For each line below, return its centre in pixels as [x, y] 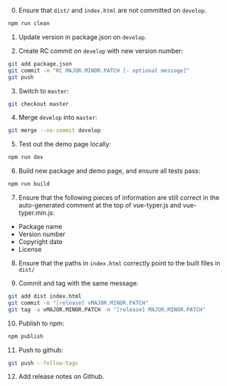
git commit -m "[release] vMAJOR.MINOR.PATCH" [78, 303]
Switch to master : [44, 91]
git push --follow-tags [43, 363]
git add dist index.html [45, 296]
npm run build [29, 184]
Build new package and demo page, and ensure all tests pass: [109, 171]
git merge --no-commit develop [54, 131]
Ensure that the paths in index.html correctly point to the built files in [119, 263]
